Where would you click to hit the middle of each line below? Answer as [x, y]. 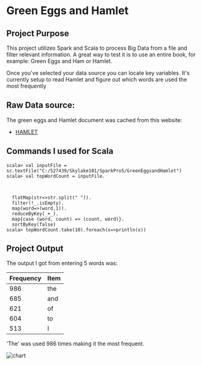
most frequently [27, 86]
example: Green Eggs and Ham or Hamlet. [59, 61]
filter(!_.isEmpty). [38, 203]
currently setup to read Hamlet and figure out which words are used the [97, 79]
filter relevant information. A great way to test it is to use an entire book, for [101, 55]
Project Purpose [38, 33]
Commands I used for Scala [60, 151]
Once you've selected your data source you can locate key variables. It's [98, 73]
